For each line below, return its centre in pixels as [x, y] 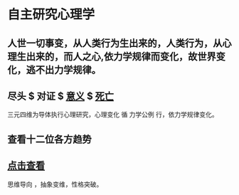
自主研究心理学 [51, 15]
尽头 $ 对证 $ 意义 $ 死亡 [61, 96]
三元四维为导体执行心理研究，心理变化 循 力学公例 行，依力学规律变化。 [113, 115]
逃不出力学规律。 [63, 69]
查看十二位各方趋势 [49, 139]
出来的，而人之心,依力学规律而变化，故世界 [121, 57]
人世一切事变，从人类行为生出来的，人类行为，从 [115, 43]
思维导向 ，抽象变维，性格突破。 [55, 184]
